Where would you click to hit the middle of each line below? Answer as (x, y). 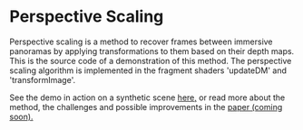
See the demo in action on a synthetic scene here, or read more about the (147, 97)
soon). (21, 116)
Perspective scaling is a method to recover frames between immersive (142, 42)
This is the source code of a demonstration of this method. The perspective (151, 60)
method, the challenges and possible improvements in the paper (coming (146, 107)
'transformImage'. (42, 79)
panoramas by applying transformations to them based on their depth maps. (152, 51)
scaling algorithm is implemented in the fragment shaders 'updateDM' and (148, 70)
